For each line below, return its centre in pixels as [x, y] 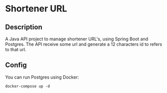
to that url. [16, 49]
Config [16, 65]
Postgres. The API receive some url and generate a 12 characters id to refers [84, 44]
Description [24, 27]
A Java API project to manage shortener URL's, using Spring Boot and [77, 39]
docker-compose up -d [28, 86]
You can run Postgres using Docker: [42, 77]
